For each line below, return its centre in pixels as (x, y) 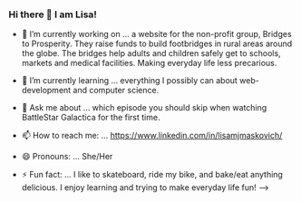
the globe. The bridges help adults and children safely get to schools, (151, 53)
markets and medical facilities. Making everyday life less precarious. (149, 63)
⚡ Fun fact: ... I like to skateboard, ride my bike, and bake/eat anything (152, 175)
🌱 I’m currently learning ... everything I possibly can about (129, 81)
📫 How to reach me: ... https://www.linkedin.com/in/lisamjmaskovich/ (152, 136)
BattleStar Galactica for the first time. (91, 118)
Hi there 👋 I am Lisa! (53, 14)
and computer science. (116, 91)
